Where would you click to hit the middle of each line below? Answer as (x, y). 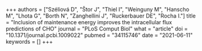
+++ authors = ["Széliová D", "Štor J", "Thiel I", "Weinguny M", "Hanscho (98, 9)
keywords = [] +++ (29, 42)
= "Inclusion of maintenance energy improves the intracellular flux (89, 22)
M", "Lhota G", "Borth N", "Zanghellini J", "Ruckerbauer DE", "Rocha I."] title (101, 16)
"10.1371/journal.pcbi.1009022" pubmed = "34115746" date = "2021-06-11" (99, 35)
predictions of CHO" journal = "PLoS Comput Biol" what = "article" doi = (97, 29)
